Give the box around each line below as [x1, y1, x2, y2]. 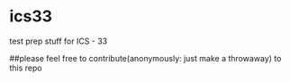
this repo [9, 62, 42, 73]
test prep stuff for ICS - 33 [9, 36, 108, 46]
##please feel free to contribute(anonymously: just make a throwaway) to [9, 53, 282, 63]
